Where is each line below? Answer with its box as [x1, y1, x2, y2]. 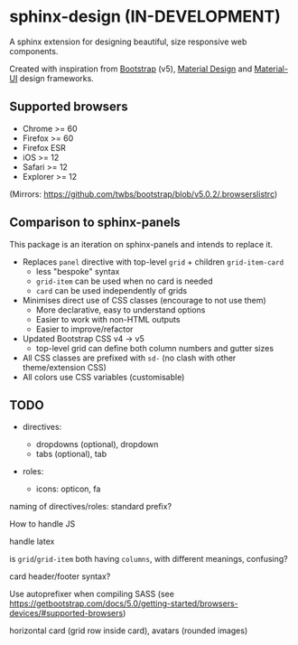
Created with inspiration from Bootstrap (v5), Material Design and [9, 63, 253, 74]
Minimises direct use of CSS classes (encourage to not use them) [22, 294, 266, 305]
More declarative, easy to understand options [35, 304, 206, 315]
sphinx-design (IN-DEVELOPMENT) [9, 6, 282, 27]
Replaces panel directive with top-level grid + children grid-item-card [22, 256, 284, 267]
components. [9, 45, 59, 56]
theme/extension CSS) [22, 361, 107, 372]
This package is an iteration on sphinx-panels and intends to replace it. [9, 238, 274, 249]
